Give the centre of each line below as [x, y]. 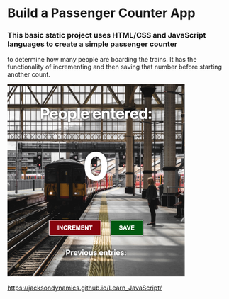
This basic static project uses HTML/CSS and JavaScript [107, 35]
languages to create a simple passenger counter [93, 44]
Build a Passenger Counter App [101, 13]
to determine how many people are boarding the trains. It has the [102, 60]
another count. [29, 74]
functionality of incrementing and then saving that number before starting [114, 67]
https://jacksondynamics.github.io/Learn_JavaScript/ [85, 288]
